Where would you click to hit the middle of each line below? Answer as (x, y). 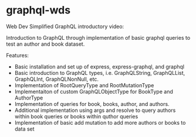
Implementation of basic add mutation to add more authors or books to (100, 122)
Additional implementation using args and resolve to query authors (95, 110)
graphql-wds (38, 10)
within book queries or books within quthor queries (76, 116)
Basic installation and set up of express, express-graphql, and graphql (99, 66)
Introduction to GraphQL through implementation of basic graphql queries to (98, 37)
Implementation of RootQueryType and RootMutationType (84, 85)
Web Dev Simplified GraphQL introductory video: (65, 26)
